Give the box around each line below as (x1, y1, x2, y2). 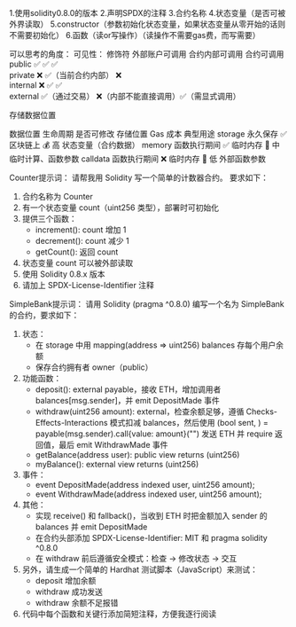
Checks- (245, 406, 277, 417)
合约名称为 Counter (21, 192, 93, 201)
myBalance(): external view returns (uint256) (35, 459, 199, 469)
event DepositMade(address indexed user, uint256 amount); (35, 480, 255, 490)
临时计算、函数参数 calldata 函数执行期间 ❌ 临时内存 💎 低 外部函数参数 (9, 153, 267, 164)
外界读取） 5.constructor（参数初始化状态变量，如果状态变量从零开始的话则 (9, 19, 286, 29)
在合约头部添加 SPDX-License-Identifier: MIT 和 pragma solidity (35, 533, 268, 543)
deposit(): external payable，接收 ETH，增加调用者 (35, 384, 222, 395)
